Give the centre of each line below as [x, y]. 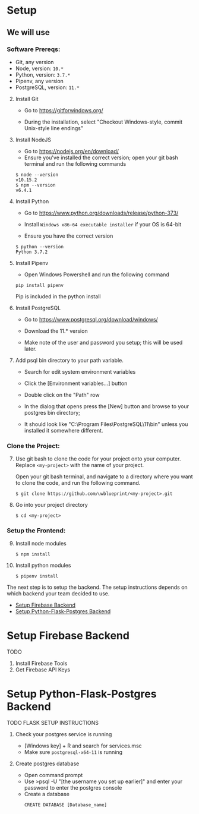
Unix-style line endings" [54, 128]
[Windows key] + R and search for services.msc [83, 746]
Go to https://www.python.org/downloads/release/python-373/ [101, 213]
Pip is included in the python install [58, 296]
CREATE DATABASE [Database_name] [66, 805]
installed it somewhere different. [64, 430]
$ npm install [33, 554]
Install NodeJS [33, 140]
